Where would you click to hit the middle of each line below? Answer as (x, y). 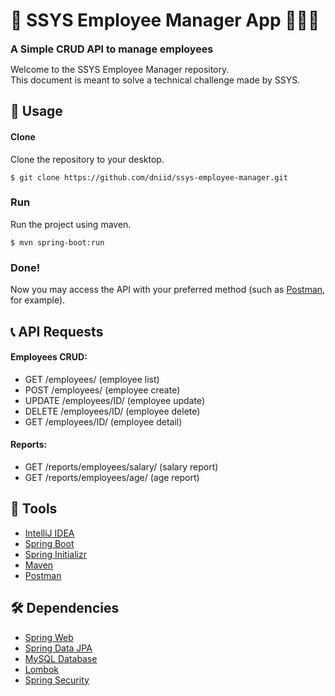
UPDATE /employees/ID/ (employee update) (114, 400)
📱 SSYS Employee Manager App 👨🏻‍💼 (165, 20)
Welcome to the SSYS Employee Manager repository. (120, 69)
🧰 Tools (34, 509)
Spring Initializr (55, 554)
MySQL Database (61, 658)
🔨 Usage (36, 111)
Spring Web (49, 637)
